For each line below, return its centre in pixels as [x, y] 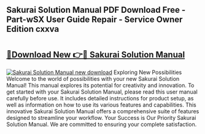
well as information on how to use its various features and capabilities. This [101, 105]
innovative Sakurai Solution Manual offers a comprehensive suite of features [103, 111]
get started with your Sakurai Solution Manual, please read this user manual [102, 92]
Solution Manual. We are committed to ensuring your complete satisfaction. [102, 124]
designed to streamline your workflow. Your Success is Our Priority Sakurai [101, 118]
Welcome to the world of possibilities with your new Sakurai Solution [93, 79]
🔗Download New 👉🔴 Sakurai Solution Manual [96, 54]
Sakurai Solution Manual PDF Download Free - [96, 10]
